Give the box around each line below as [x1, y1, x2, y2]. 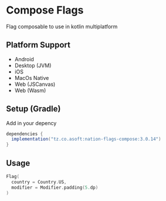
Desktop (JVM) [14, 62, 52, 69]
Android [14, 55, 34, 62]
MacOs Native [14, 74, 49, 81]
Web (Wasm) [14, 86, 46, 94]
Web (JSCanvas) [14, 81, 56, 88]
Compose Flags [6, 4, 84, 17]
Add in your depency [6, 119, 57, 126]
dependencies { [6, 130, 43, 137]
